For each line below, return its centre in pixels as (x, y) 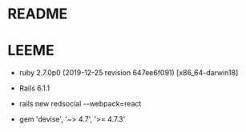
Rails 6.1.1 (34, 88)
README (38, 14)
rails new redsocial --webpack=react (80, 104)
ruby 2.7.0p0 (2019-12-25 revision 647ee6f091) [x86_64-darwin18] (129, 73)
